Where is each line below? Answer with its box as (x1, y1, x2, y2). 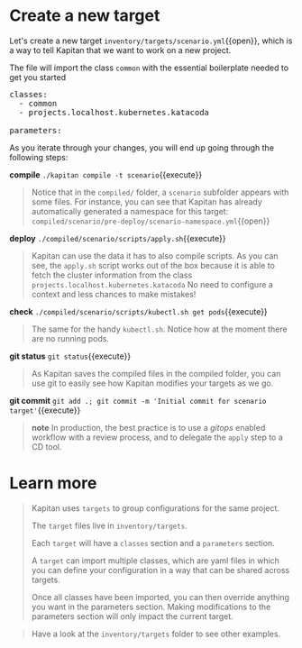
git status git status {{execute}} (9, 351, 132, 361)
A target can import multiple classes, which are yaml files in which (31, 555, 279, 566)
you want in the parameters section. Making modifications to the (31, 601, 271, 612)
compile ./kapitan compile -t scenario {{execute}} (9, 169, 203, 180)
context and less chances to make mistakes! (31, 288, 197, 299)
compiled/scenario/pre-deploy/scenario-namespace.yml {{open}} (31, 215, 270, 226)
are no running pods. (31, 333, 110, 343)
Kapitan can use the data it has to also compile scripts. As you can (31, 250, 279, 261)
